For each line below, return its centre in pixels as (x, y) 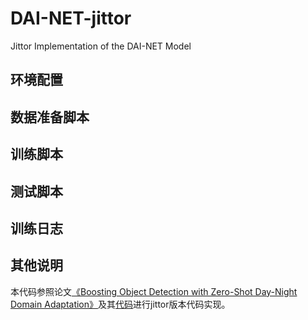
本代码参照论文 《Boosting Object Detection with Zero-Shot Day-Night (154, 291)
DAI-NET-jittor (71, 18)
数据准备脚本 (50, 117)
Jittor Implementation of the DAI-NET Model (101, 46)
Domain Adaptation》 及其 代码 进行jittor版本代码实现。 (120, 304)
